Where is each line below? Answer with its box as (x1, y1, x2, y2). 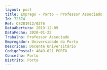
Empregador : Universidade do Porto (5, 39, 78, 44)
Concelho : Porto (5, 53, 38, 58)
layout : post (5, 7, 32, 12)
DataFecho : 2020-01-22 (5, 30, 52, 35)
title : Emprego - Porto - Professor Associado (5, 12, 103, 17)
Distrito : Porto (5, 58, 38, 63)
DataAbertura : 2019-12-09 (5, 26, 58, 31)
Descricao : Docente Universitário (5, 44, 76, 49)
